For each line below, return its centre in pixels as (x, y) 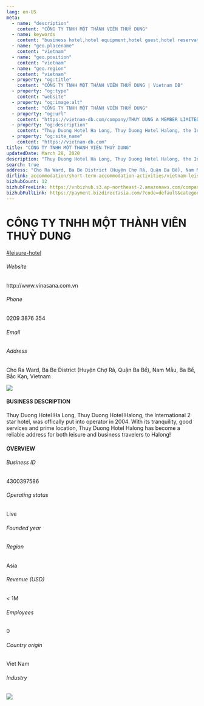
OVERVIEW (21, 448)
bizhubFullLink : (27, 193)
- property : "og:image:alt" (47, 102)
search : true (23, 165)
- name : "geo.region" (39, 68)
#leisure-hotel (24, 252)
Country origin (24, 645)
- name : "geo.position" (42, 57)
